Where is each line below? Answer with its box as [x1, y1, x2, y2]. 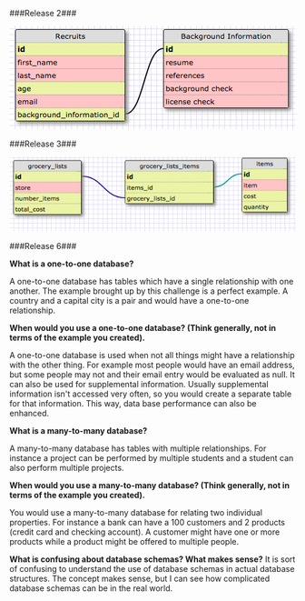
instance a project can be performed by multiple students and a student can [9, 452, 294, 463]
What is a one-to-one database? [9, 258, 134, 269]
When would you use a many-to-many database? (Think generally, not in [9, 479, 290, 490]
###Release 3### [9, 138, 77, 149]
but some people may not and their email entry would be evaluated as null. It [9, 368, 295, 380]
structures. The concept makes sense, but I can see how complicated [9, 573, 271, 584]
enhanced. [9, 407, 50, 418]
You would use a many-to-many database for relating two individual [9, 506, 263, 517]
